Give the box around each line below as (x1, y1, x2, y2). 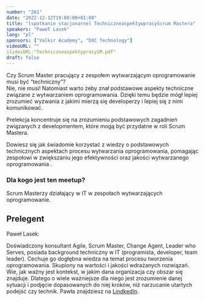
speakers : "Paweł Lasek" (6, 26, 70, 32)
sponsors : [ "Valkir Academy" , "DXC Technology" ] (6, 37, 133, 44)
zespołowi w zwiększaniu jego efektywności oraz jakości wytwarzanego (6, 154, 189, 161)
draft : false (6, 55, 40, 61)
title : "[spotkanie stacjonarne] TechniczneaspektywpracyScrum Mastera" (6, 20, 196, 26)
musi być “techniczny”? (6, 78, 66, 85)
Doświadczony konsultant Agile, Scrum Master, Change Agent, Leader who (6, 242, 196, 249)
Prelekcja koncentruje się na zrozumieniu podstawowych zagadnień (6, 116, 177, 123)
